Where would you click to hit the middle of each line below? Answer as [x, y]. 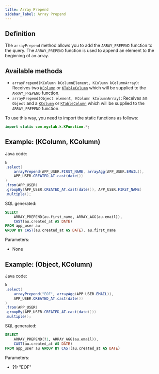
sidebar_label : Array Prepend [36, 14]
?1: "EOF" [22, 367]
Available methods [34, 71]
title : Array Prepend [27, 9]
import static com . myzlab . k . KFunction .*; [48, 127]
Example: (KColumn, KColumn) [53, 142]
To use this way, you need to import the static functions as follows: [72, 118]
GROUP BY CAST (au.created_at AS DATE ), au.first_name [61, 230]
